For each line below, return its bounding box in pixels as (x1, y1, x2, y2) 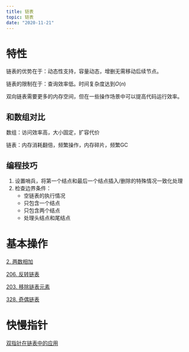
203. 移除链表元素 (6, 283, 50, 290)
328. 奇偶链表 (6, 296, 40, 303)
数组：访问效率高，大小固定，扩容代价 (6, 129, 100, 136)
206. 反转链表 (6, 270, 40, 277)
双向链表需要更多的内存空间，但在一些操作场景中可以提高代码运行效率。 (6, 93, 182, 100)
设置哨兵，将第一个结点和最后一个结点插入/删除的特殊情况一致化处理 (14, 177, 183, 184)
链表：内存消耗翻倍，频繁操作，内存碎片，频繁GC (6, 142, 129, 149)
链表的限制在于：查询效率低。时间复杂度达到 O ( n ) (6, 81, 126, 88)
